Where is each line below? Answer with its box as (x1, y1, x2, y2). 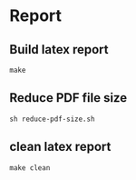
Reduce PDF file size (9, 90, 128, 105)
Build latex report (9, 42, 109, 57)
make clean (9, 163, 51, 173)
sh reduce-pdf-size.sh (9, 115, 95, 124)
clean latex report (9, 139, 112, 155)
